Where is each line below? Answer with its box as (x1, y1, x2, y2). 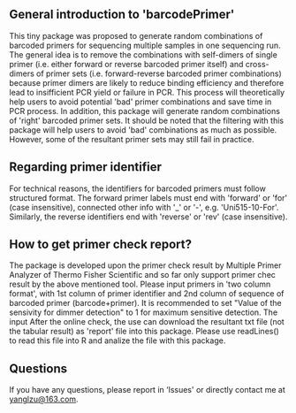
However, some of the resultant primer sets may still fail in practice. (9, 134, 254, 144)
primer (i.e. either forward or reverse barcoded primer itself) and (9, 58, 244, 69)
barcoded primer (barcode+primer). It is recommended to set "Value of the (9, 298, 282, 309)
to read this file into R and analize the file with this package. (9, 335, 226, 346)
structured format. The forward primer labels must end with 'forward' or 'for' (9, 192, 288, 203)
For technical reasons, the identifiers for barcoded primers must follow (9, 183, 267, 194)
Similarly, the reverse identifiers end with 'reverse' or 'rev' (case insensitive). (9, 211, 288, 222)
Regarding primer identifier (9, 159, 162, 175)
